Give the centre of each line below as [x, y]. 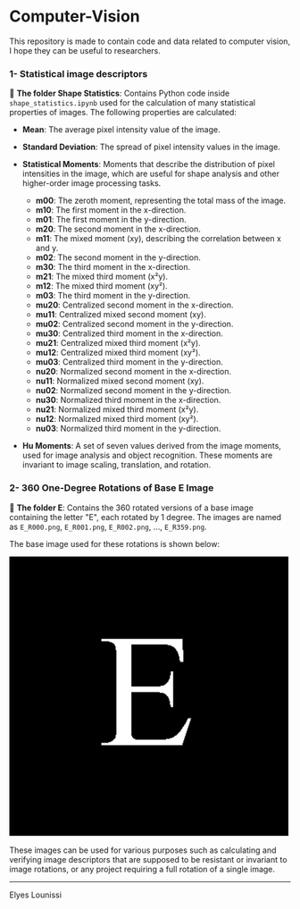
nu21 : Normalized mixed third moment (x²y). [117, 409]
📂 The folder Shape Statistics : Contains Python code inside [120, 93]
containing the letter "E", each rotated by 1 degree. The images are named [146, 517]
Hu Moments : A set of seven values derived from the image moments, [151, 446]
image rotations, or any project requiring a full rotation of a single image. [142, 869]
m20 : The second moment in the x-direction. [118, 229]
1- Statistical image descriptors [79, 73]
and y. [47, 248]
